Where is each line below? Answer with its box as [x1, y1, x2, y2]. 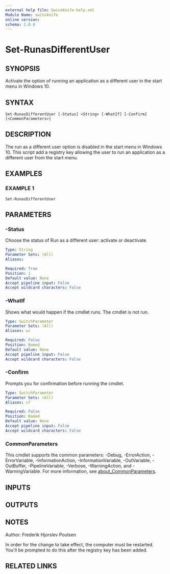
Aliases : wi [5, 329, 31, 334]
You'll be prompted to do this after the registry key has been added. [5, 547, 148, 553]
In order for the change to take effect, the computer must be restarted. [5, 541, 154, 547]
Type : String [5, 247, 33, 253]
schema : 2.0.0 [5, 22, 36, 27]
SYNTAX [5, 98, 34, 107]
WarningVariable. [5, 468, 42, 475]
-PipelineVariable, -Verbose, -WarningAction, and [28, 463, 132, 469]
